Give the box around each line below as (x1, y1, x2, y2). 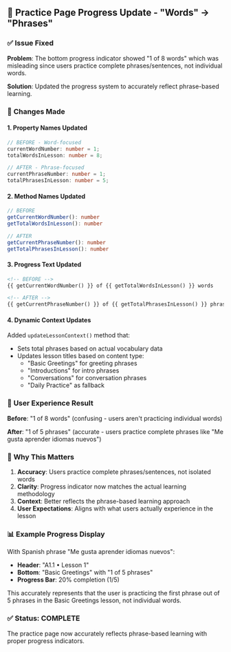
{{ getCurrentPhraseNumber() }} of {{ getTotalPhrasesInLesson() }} (7, 301, 208, 308)
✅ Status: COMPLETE (7, 613, 80, 623)
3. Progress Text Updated (7, 260, 82, 269)
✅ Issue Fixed (7, 39, 54, 48)
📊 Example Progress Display (7, 529, 105, 539)
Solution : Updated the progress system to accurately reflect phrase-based (7, 82, 219, 90)
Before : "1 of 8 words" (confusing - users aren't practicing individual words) (7, 414, 223, 422)
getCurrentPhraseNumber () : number (7, 239, 107, 246)
